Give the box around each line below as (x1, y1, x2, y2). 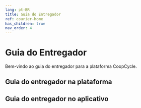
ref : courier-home (5, 16, 43, 21)
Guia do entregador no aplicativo (5, 95, 109, 103)
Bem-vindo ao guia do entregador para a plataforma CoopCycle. (5, 63, 137, 69)
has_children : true (5, 21, 46, 26)
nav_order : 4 (5, 26, 32, 31)
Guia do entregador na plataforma (5, 78, 112, 86)
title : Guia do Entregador (5, 12, 61, 17)
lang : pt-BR (5, 7, 30, 12)
